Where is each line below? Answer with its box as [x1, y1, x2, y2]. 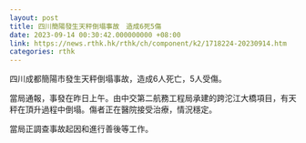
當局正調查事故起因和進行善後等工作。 [9, 124, 153, 135]
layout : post [9, 13, 59, 23]
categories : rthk [9, 47, 76, 56]
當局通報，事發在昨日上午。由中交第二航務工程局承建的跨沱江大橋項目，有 [9, 93, 289, 104]
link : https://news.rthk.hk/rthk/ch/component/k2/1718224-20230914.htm [9, 38, 287, 48]
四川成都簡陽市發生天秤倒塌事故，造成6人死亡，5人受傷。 [9, 74, 227, 85]
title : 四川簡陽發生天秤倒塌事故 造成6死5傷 [9, 22, 162, 31]
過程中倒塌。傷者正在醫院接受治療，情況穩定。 [40, 104, 217, 115]
